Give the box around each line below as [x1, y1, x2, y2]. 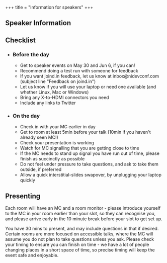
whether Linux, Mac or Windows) [20, 89, 89, 95]
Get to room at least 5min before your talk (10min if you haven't [20, 129, 151, 135]
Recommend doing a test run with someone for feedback [20, 68, 138, 74]
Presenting [5, 192, 41, 200]
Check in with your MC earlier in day [20, 124, 96, 130]
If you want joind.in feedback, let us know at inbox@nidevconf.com [20, 73, 159, 79]
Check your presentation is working [20, 140, 94, 146]
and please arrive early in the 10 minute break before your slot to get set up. [5, 216, 162, 222]
